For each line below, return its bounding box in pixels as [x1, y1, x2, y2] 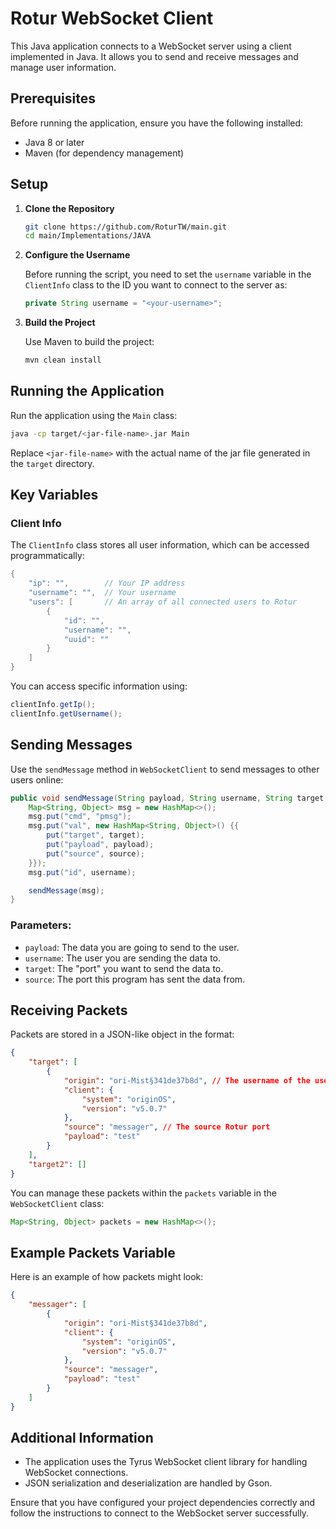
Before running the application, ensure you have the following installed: [10, 117, 304, 129]
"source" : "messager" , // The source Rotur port [63, 1122, 271, 1132]
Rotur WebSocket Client [10, 7, 214, 30]
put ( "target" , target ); [46, 830, 145, 841]
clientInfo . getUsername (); [10, 708, 123, 719]
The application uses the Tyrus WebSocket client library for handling [24, 1456, 308, 1468]
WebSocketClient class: [10, 1197, 105, 1209]
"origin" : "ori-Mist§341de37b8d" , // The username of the [63, 1075, 311, 1086]
